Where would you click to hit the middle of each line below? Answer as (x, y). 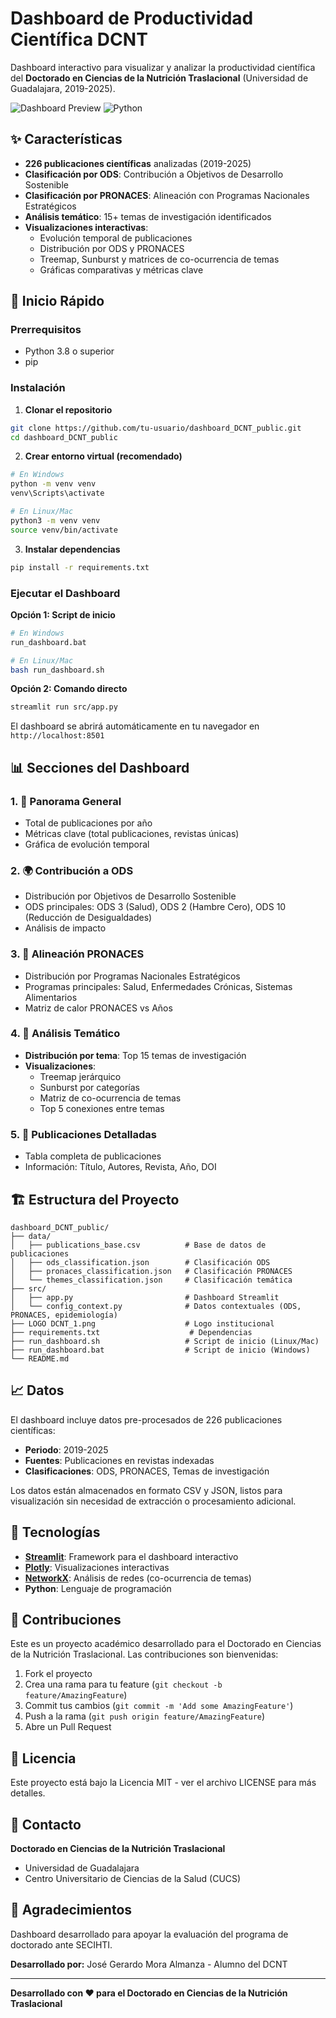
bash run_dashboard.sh (57, 670)
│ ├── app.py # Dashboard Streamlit (145, 1297)
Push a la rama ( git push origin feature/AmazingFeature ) (145, 1716)
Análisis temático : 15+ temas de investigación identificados (148, 216)
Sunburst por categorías (89, 1087)
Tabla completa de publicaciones (93, 1156)
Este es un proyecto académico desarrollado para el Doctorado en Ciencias (166, 1644)
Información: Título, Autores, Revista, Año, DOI (120, 1167)
